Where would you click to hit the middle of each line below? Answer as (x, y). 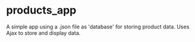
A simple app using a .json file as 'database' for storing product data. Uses (98, 27)
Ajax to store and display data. (44, 33)
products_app (41, 10)
